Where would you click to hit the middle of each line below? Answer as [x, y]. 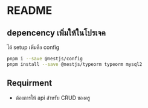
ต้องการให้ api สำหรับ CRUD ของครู [53, 98]
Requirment [30, 83]
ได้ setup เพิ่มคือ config [33, 47]
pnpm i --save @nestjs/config [45, 59]
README [30, 11]
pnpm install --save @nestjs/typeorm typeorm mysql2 [75, 64]
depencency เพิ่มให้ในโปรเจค [56, 33]
